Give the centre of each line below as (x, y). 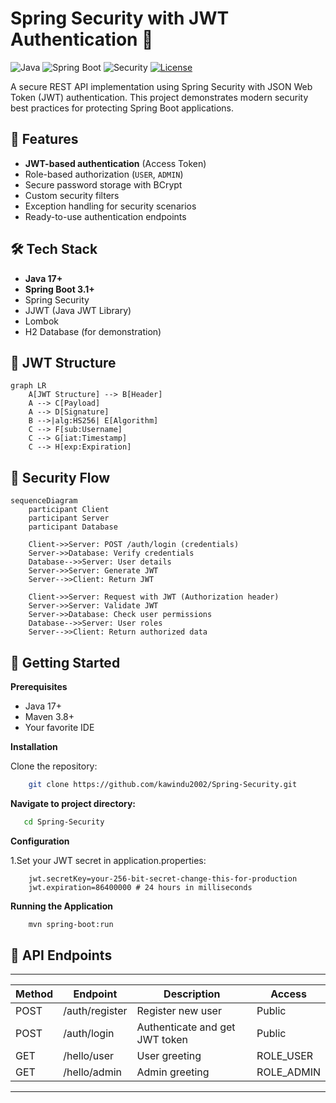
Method (34, 994)
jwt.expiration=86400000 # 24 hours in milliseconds (140, 887)
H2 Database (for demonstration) (93, 331)
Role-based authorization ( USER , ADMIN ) (104, 174)
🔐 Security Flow (60, 477)
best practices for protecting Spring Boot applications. (122, 108)
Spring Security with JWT (120, 18)
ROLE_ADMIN (288, 1072)
